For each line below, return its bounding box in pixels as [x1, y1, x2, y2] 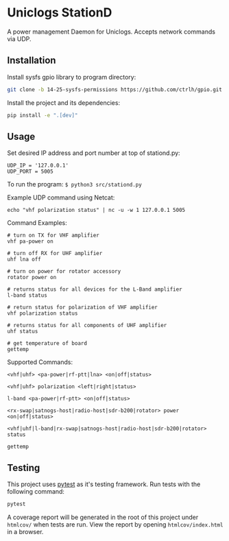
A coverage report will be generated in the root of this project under [7, 513, 199, 521]
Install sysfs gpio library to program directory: [7, 73, 136, 81]
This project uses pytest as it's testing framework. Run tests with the [7, 480, 201, 488]
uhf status [7, 328, 38, 335]
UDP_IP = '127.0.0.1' [7, 163, 69, 169]
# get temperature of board [7, 340, 88, 347]
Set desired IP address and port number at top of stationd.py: [7, 149, 180, 157]
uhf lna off [7, 256, 41, 263]
